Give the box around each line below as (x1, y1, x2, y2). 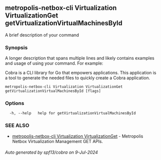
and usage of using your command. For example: (5, 60, 104, 66)
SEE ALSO (5, 122, 30, 129)
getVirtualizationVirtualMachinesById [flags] (5, 89, 101, 94)
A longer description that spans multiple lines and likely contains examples (5, 55, 155, 61)
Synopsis (5, 44, 28, 51)
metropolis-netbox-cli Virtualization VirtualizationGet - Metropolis (12, 133, 143, 139)
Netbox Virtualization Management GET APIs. (12, 138, 103, 144)
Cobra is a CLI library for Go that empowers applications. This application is (5, 70, 157, 76)
